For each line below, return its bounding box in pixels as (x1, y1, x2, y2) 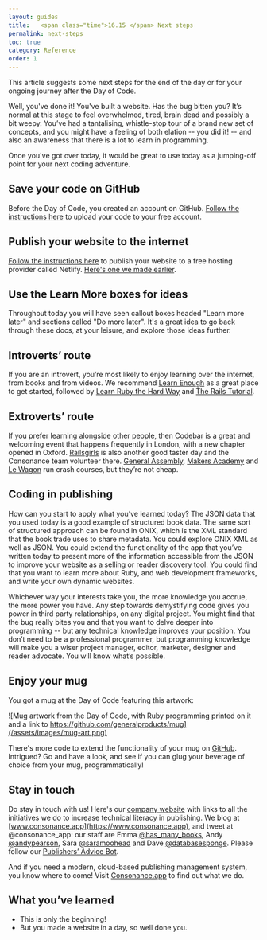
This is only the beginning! (19, 915, 106, 924)
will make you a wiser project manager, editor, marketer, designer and (8, 642, 237, 652)
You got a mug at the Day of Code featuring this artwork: (8, 695, 195, 704)
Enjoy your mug (8, 674, 87, 688)
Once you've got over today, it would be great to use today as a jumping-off (8, 151, 257, 160)
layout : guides (8, 13, 59, 21)
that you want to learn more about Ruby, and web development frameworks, (8, 568, 257, 577)
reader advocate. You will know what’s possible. (8, 651, 165, 661)
